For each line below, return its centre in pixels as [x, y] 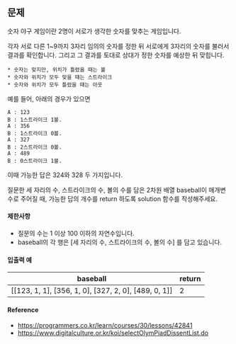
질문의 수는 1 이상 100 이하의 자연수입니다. [76, 234]
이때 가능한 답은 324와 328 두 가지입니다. [65, 175]
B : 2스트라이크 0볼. [35, 147]
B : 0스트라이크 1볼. [35, 161]
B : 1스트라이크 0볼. [35, 133]
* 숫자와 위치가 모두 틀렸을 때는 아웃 [55, 85]
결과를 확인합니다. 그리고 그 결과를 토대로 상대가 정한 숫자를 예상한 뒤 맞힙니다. [116, 55]
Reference [23, 309]
